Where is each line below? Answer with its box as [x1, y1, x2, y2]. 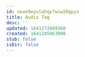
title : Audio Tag [6, 14, 50, 20]
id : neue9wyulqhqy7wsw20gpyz [6, 8, 80, 15]
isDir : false [6, 42, 39, 48]
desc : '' [6, 20, 28, 26]
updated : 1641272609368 [6, 25, 66, 31]
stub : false [6, 36, 36, 42]
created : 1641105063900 [6, 31, 66, 37]
